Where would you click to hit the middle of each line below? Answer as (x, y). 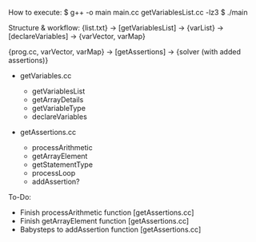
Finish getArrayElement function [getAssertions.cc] (104, 221)
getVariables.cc (46, 75)
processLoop (54, 173)
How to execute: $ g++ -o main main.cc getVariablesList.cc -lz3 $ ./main (128, 12)
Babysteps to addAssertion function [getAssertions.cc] (110, 229)
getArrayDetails (58, 99)
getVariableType (59, 108)
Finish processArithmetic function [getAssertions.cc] (107, 212)
